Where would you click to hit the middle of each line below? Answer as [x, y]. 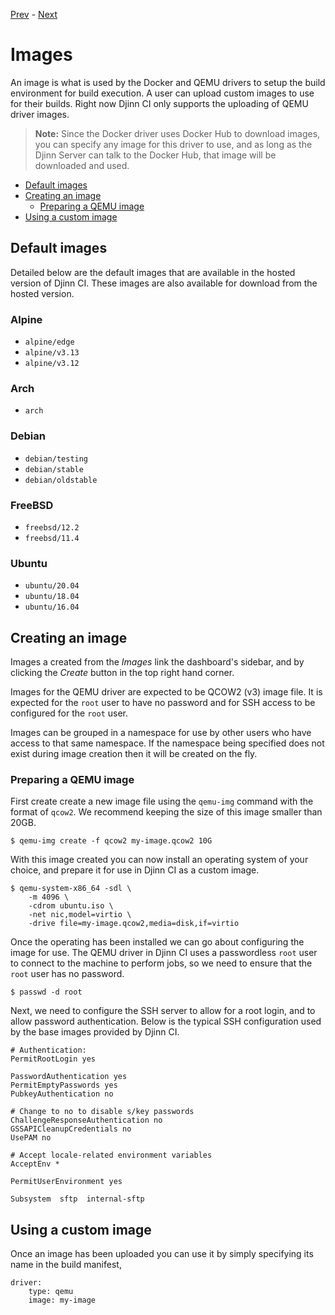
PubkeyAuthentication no [62, 1094]
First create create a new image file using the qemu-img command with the [162, 801]
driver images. [40, 114]
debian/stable [54, 469]
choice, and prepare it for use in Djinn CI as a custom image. [135, 870]
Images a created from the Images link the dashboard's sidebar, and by [157, 662]
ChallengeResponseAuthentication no [86, 1120]
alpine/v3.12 [52, 364]
